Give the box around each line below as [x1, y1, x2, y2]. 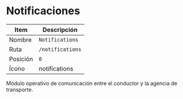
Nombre [9, 36, 32, 44]
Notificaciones [6, 4, 81, 18]
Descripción [42, 25, 78, 34]
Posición [9, 55, 34, 63]
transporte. [6, 86, 34, 93]
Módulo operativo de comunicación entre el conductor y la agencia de [6, 79, 178, 87]
